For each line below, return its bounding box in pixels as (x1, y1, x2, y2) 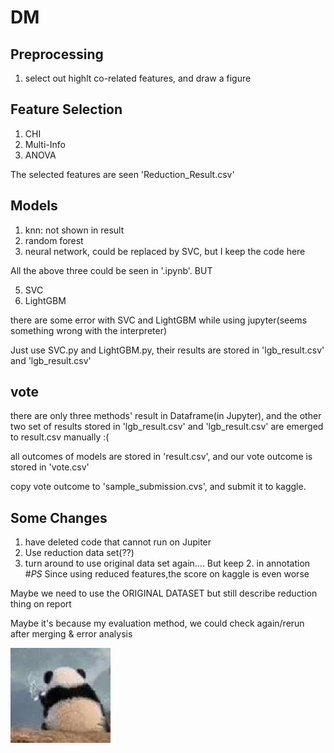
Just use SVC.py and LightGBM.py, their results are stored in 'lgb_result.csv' (10, 344, 325, 356)
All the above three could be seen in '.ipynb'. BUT (10, 264, 213, 276)
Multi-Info (24, 138, 66, 150)
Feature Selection (10, 101, 123, 118)
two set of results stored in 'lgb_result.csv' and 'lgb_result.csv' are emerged (10, 421, 324, 433)
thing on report (10, 598, 72, 610)
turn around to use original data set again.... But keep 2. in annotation (24, 557, 311, 570)
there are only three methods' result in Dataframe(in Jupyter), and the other (10, 410, 322, 422)
